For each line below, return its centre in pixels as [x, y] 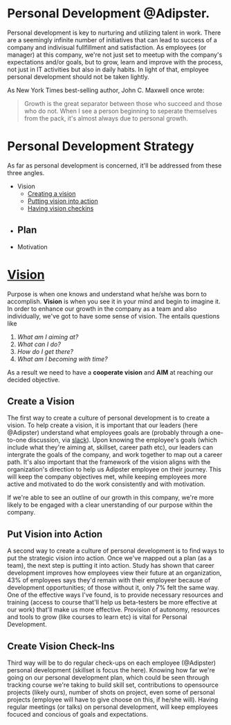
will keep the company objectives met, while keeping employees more [107, 477]
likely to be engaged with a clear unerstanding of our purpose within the [110, 505]
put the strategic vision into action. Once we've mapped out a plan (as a [110, 558]
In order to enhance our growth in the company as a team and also [102, 308]
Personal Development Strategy [101, 146]
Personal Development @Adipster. [109, 14]
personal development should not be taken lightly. [78, 77]
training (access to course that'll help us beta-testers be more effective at [112, 602]
